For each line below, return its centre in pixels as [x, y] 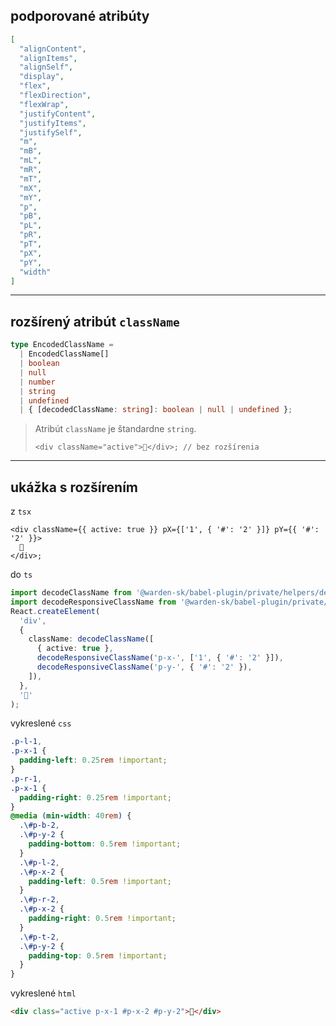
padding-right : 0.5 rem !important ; [102, 919]
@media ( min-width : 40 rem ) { [71, 816]
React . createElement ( [55, 611]
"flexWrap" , [44, 104]
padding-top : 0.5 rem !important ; [98, 955]
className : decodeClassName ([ [91, 639]
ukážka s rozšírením [74, 487]
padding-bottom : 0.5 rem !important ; [105, 844]
